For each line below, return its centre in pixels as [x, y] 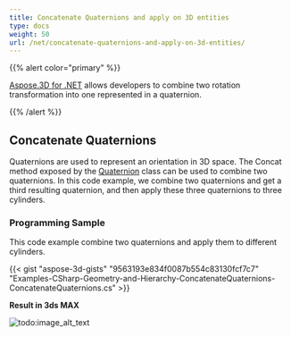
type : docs [29, 26]
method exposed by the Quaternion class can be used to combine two [138, 172]
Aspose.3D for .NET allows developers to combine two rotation [125, 85]
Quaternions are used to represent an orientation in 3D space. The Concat [146, 162]
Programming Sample [57, 223]
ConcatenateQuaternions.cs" [62, 288]
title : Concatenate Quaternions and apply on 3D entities [119, 17]
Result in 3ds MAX [45, 306]
